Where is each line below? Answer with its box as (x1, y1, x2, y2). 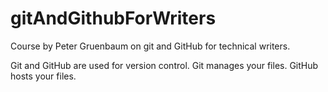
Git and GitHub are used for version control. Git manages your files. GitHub (10, 59, 319, 71)
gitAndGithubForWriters (10, 7, 217, 30)
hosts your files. (10, 70, 77, 82)
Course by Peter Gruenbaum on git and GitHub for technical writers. (10, 40, 291, 52)
